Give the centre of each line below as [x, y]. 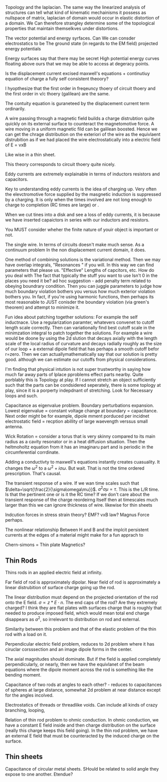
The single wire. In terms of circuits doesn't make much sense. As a [75, 245]
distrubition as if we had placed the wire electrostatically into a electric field [83, 140]
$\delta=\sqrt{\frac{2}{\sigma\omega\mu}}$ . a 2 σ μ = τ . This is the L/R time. [82, 489]
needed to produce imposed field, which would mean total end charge [77, 613]
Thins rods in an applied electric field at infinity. [54, 573]
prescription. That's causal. [33, 473]
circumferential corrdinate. [32, 452]
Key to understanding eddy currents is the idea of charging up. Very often [81, 189]
